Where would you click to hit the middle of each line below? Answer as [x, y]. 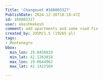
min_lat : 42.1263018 [31, 57]
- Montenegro [19, 43]
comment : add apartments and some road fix [52, 29]
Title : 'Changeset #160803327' [38, 10]
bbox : [11, 48]
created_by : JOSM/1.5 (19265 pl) [40, 33]
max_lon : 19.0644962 [31, 62]
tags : [11, 38]
